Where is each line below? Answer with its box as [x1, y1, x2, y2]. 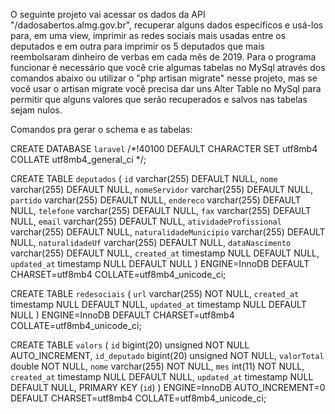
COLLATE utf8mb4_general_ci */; [10, 154, 147, 165]
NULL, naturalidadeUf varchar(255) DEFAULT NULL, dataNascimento [10, 237, 292, 248]
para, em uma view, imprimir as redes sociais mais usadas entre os [10, 30, 287, 41]
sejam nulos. [10, 104, 63, 116]
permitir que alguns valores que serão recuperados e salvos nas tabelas [10, 94, 308, 105]
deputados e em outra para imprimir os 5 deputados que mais [10, 40, 265, 52]
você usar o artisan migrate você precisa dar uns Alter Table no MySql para [10, 83, 322, 94]
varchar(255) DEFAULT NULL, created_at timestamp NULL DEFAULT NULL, [10, 247, 320, 259]
